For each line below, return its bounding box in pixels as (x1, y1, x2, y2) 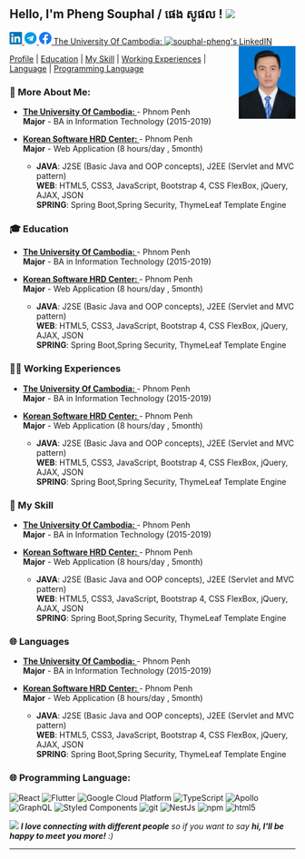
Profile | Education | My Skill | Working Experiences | (9, 53, 207, 64)
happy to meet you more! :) (9, 830, 113, 841)
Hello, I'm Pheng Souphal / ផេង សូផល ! (9, 6, 223, 22)
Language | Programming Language (9, 63, 144, 74)
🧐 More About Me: (9, 85, 91, 98)
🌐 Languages (9, 635, 70, 647)
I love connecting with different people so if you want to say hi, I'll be (20, 820, 284, 832)
